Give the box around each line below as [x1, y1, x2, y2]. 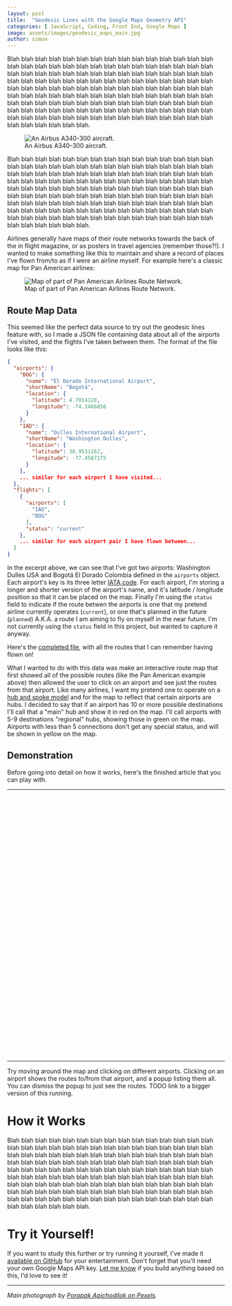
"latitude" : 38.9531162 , [32, 448, 104, 455]
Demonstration [7, 750, 74, 761]
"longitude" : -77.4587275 [32, 455, 107, 462]
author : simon [7, 36, 48, 43]
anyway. [7, 630, 31, 638]
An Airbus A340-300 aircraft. [24, 142, 108, 150]
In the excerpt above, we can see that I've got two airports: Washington [7, 564, 211, 572]
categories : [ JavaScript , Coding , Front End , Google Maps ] [7, 23, 187, 30]
